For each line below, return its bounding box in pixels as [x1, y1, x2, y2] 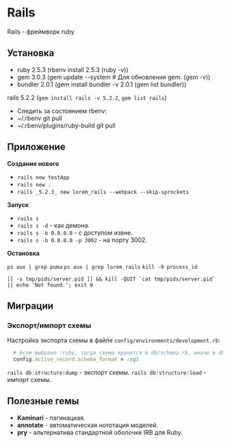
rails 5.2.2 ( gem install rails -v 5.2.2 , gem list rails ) [7, 93, 167, 101]
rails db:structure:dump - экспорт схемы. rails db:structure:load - [7, 368, 207, 376]
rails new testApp [16, 173, 70, 181]
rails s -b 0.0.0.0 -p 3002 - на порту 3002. [16, 235, 147, 244]
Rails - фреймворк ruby [7, 27, 75, 36]
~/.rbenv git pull [16, 114, 62, 122]
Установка [7, 47, 55, 59]
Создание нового [7, 159, 60, 167]
